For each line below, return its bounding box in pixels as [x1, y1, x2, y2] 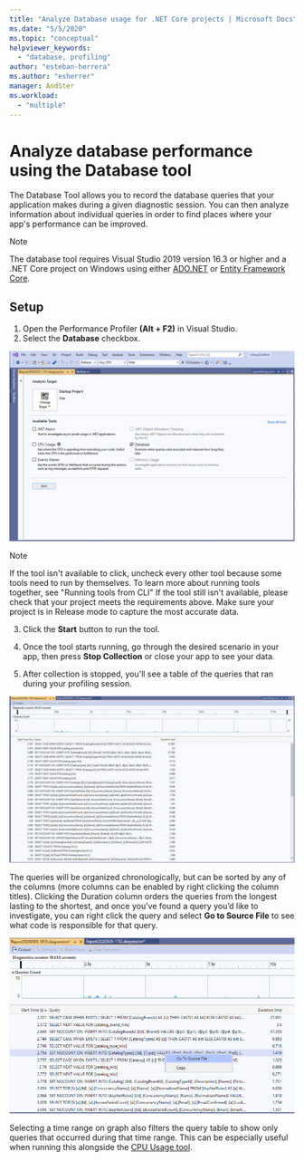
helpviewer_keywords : [9, 43, 91, 53]
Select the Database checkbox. [22, 333, 141, 344]
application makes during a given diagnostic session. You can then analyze [9, 199, 290, 210]
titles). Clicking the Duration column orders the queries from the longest [9, 891, 278, 902]
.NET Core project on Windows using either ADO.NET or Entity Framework [9, 264, 286, 274]
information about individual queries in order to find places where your [9, 209, 272, 220]
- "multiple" [17, 101, 67, 110]
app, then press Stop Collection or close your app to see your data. [22, 650, 275, 661]
